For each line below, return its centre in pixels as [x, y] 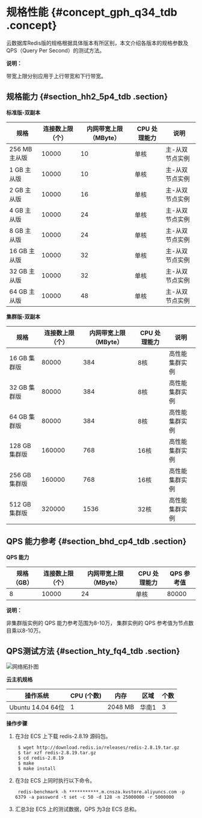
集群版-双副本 [23, 316]
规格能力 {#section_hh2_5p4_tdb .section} [87, 97]
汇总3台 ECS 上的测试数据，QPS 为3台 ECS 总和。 [77, 809]
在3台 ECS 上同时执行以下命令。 [55, 781]
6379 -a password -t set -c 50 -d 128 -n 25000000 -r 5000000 [94, 798]
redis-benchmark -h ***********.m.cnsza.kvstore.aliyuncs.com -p [101, 792]
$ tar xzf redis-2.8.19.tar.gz [57, 753]
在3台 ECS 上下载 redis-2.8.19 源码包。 [63, 736]
